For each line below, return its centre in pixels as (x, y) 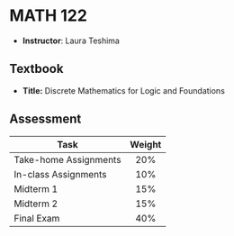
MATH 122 (49, 16)
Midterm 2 (36, 204)
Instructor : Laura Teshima (71, 41)
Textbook (36, 69)
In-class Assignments (60, 174)
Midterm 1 (36, 188)
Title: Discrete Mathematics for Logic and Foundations (123, 90)
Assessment (45, 119)
